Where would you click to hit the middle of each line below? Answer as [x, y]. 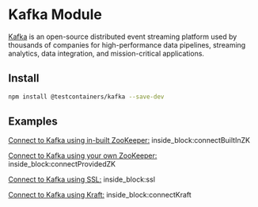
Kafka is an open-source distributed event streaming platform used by [123, 36]
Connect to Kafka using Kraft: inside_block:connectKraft [100, 195]
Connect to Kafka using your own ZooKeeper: [83, 155]
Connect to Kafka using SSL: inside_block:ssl [82, 179]
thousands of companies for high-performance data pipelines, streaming [127, 44]
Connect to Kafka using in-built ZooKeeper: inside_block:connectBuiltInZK [129, 140]
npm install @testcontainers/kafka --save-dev [86, 97]
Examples [33, 122]
